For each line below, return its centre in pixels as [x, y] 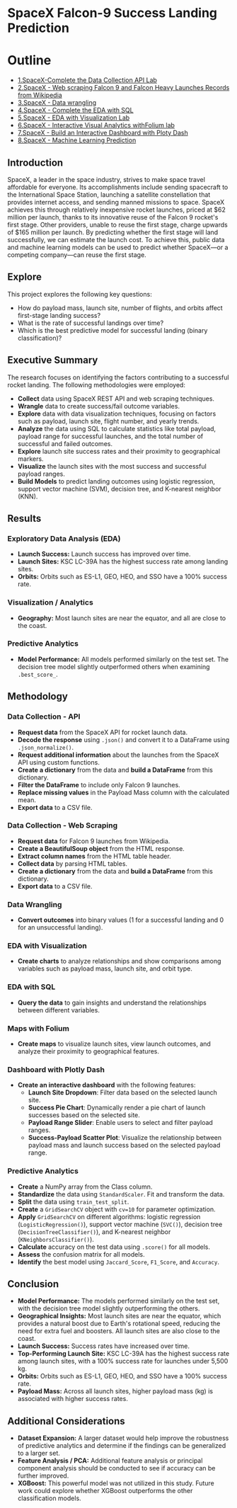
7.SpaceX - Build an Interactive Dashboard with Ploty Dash [103, 133]
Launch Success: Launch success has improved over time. [104, 554]
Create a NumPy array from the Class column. [85, 1187]
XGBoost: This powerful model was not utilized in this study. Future [116, 1483]
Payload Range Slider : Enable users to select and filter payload [121, 1123]
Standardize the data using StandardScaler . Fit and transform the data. [121, 1194]
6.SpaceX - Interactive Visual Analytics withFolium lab [96, 125]
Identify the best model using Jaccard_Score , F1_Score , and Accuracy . [118, 1262]
